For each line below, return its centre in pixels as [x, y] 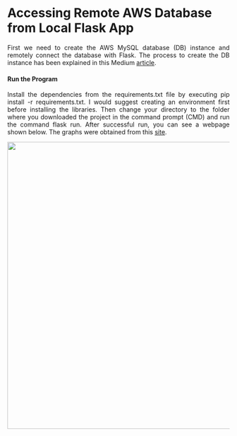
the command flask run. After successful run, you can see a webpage [119, 124]
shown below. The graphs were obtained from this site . [87, 132]
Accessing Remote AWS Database [110, 13]
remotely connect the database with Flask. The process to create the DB [119, 55]
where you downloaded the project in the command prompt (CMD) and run [119, 117]
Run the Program [32, 78]
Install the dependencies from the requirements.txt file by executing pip [119, 95]
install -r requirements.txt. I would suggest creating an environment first [119, 102]
